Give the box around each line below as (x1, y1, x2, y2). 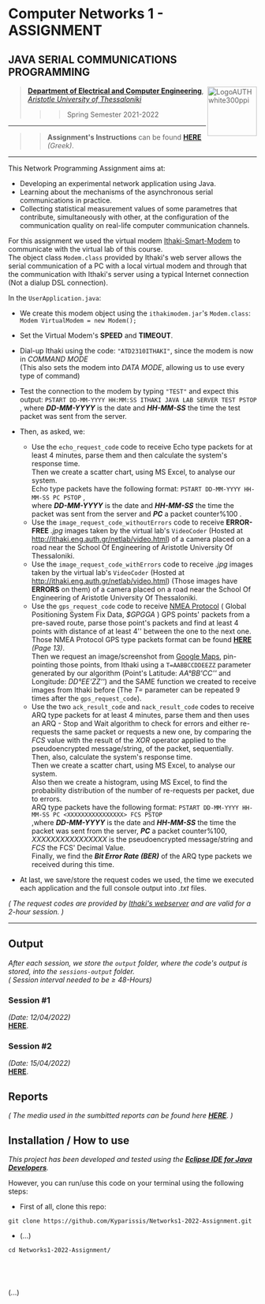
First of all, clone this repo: (19, 1202, 106, 1212)
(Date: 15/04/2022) (8, 1059, 71, 1068)
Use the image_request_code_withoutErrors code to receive (31, 517, 225, 527)
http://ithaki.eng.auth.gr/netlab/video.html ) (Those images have (31, 577, 238, 585)
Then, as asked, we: (19, 427, 85, 436)
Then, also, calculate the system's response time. (31, 753, 193, 761)
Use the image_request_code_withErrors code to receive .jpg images (31, 559, 254, 569)
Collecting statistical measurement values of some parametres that (19, 204, 238, 213)
